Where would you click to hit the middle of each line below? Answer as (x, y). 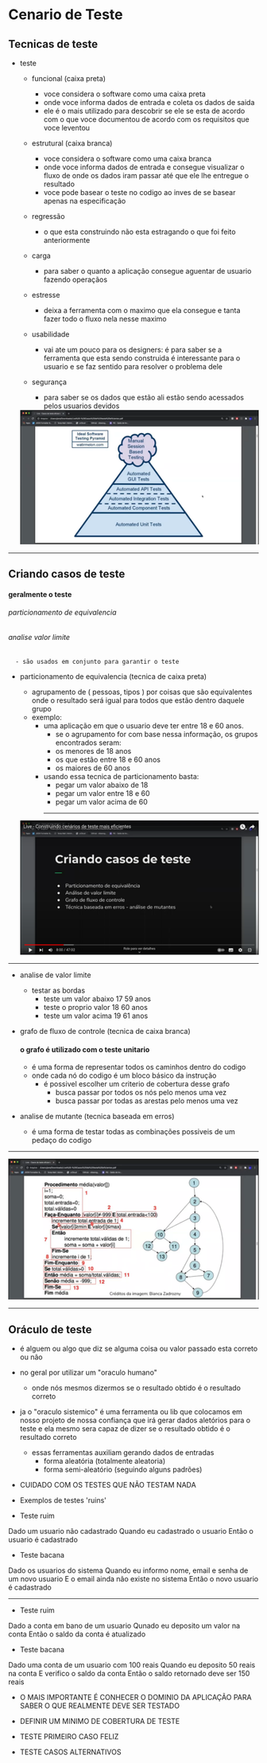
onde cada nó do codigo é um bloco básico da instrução (124, 1075)
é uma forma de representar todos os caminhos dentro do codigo (139, 1067)
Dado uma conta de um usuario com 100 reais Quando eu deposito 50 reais (132, 1665)
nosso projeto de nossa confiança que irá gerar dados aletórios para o (135, 1420)
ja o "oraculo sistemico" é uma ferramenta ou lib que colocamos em (131, 1412)
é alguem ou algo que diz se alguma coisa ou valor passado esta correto (139, 1349)
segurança (49, 382)
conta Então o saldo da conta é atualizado (77, 1634)
